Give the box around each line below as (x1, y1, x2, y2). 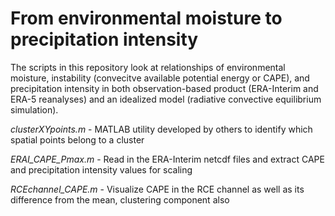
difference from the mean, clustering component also (10, 193, 230, 206)
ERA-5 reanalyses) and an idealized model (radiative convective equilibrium (10, 93, 322, 105)
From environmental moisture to (10, 7, 283, 30)
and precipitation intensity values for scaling (10, 163, 193, 176)
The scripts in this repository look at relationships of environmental (10, 61, 286, 73)
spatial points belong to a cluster (10, 133, 145, 146)
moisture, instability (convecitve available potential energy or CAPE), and (10, 72, 310, 84)
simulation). (10, 103, 59, 116)
